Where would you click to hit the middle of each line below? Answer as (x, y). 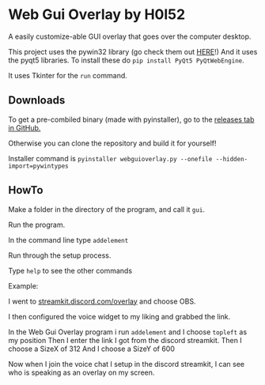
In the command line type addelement (68, 240)
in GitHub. (25, 127)
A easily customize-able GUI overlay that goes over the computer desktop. (130, 36)
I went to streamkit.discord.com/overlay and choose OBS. (102, 301)
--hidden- (231, 159)
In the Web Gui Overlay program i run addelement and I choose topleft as (128, 332)
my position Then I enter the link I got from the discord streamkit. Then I (125, 340)
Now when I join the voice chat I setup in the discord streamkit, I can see (127, 364)
